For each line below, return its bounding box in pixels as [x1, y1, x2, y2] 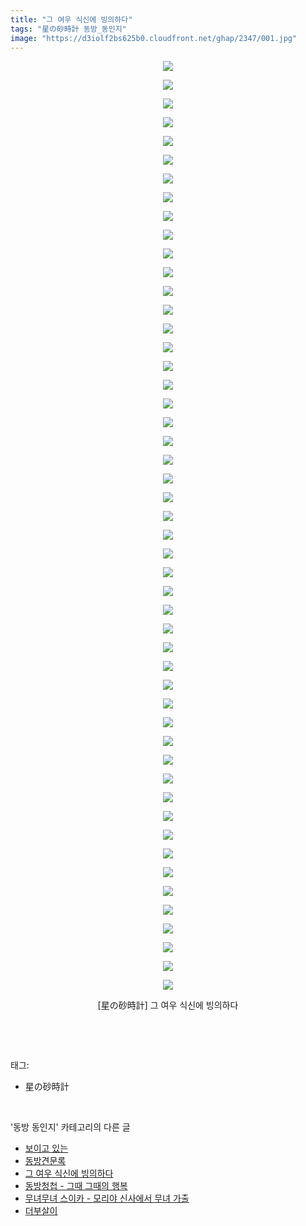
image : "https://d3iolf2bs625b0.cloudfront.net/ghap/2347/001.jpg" [10, 33, 298, 43]
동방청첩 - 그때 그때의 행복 [24, 1180, 128, 1192]
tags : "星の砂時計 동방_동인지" [10, 24, 127, 34]
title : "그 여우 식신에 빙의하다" [10, 14, 133, 25]
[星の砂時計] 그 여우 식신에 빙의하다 [97, 999, 239, 1011]
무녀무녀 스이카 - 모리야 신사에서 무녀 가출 [24, 1192, 190, 1205]
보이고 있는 [24, 1142, 69, 1155]
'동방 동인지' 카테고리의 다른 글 [10, 1121, 131, 1133]
